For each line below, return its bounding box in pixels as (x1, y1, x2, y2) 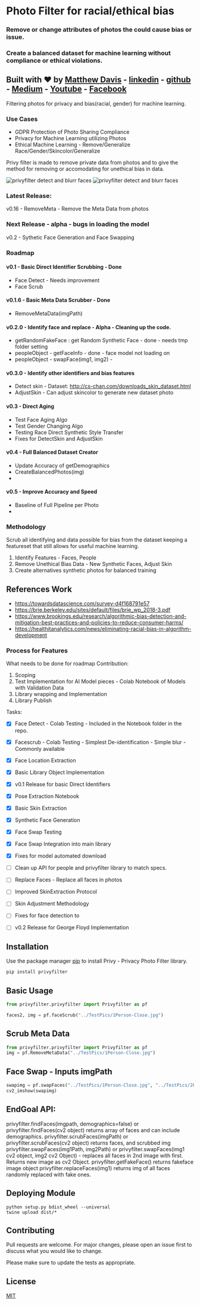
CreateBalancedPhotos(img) (14, 468, 85, 475)
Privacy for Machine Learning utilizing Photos (14, 135, 127, 142)
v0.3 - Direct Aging (6, 403, 55, 410)
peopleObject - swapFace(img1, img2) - (14, 356, 113, 363)
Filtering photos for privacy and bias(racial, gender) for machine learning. (6, 100, 186, 107)
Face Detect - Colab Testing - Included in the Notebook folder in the (14, 720, 182, 727)
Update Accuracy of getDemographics (14, 462, 110, 469)
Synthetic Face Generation (14, 816, 80, 824)
